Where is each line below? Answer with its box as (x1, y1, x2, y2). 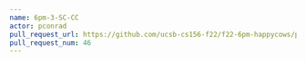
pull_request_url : (9, 30, 79, 39)
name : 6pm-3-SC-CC (9, 13, 79, 22)
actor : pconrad (9, 22, 67, 30)
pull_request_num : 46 (9, 38, 92, 48)
